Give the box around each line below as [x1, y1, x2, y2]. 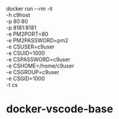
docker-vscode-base [6, 102, 114, 116]
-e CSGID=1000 [6, 75, 45, 82]
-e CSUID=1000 [6, 50, 45, 56]
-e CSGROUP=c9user [6, 69, 59, 75]
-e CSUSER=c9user [6, 43, 55, 50]
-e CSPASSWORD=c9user [6, 56, 70, 63]
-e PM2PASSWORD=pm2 [6, 37, 68, 44]
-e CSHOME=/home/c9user [6, 62, 74, 69]
